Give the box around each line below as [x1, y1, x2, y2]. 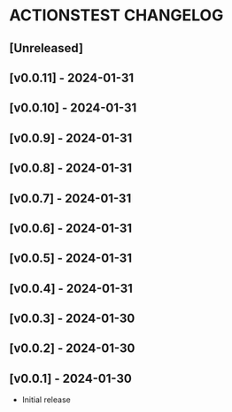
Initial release [21, 394, 71, 405]
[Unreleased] [9, 41, 84, 56]
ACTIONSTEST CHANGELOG [9, 5, 224, 26]
